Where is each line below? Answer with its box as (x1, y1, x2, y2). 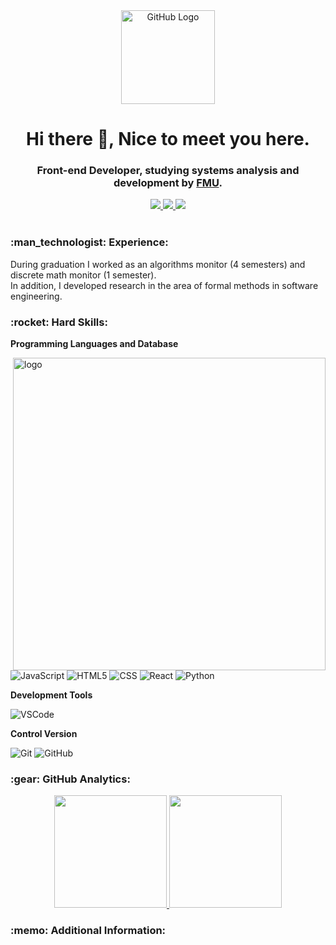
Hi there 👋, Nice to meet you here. (26, 128, 310, 151)
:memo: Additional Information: (10, 924, 167, 938)
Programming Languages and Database (10, 338, 179, 350)
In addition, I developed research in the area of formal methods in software (10, 279, 319, 291)
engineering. (10, 290, 63, 302)
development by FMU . (113, 176, 223, 190)
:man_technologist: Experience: (10, 235, 169, 249)
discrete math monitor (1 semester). (10, 269, 157, 281)
